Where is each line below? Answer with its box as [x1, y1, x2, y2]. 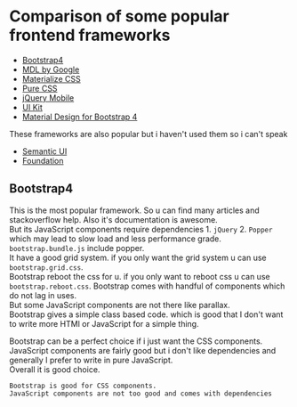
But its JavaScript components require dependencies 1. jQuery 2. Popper [9, 224, 273, 234]
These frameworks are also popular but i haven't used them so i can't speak [9, 128, 288, 139]
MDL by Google [21, 64, 80, 75]
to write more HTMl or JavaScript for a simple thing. [9, 318, 199, 329]
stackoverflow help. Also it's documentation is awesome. [9, 214, 218, 224]
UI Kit [21, 102, 43, 112]
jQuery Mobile [21, 92, 75, 103]
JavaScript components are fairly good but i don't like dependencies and [9, 345, 277, 355]
